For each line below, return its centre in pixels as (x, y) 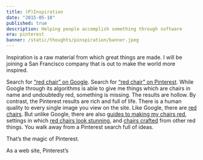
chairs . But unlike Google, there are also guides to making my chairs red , (97, 114)
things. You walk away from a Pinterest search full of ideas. (80, 127)
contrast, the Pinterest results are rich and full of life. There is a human (94, 101)
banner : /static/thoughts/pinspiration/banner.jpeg (72, 40)
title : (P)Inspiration (35, 12)
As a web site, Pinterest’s (37, 150)
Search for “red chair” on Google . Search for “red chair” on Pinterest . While (100, 82)
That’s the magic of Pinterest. (43, 139)
